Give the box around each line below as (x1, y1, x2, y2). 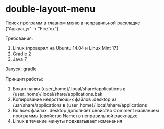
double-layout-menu (5, 3, 96, 15)
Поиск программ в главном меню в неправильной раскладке (5, 20, 140, 26)
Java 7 (12, 56, 27, 62)
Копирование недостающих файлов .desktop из (12, 96, 117, 102)
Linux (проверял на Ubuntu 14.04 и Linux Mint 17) (12, 45, 119, 51)
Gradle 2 (12, 50, 31, 57)
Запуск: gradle (5, 66, 37, 72)
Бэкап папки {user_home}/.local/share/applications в (12, 85, 126, 92)
